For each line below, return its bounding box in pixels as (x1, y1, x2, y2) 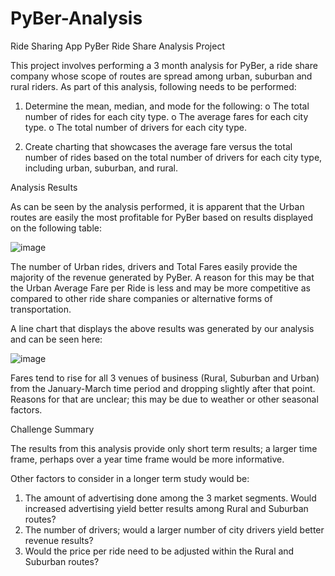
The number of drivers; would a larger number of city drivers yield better (24, 523, 325, 536)
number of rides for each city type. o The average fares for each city (24, 110, 309, 122)
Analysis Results (10, 181, 78, 193)
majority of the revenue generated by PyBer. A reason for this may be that (10, 271, 315, 283)
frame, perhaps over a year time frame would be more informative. (10, 453, 285, 465)
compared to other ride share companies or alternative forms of (10, 292, 273, 304)
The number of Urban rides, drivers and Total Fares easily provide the (10, 260, 298, 272)
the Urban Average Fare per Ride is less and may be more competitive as (10, 282, 311, 294)
